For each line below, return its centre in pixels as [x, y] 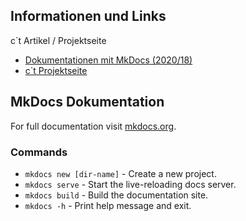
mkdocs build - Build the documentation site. [116, 195]
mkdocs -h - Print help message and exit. [108, 205]
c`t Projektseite [56, 70]
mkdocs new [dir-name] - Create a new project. [120, 173]
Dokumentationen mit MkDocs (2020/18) [108, 60]
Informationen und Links [88, 16]
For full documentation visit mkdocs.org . [93, 126]
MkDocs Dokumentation [87, 102]
